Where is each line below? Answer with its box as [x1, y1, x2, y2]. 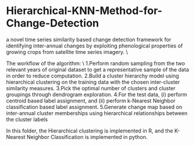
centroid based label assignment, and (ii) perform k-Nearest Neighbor [6, 97, 176, 104]
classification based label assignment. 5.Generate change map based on [6, 103, 183, 110]
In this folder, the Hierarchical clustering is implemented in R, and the [6, 127, 174, 134]
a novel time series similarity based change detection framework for [6, 36, 171, 43]
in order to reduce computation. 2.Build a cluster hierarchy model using [6, 72, 180, 79]
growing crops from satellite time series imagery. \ [6, 48, 128, 55]
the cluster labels [6, 116, 48, 123]
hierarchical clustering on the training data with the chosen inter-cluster [6, 78, 180, 86]
